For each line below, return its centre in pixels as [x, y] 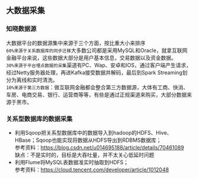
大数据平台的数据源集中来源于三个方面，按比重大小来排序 [76, 43]
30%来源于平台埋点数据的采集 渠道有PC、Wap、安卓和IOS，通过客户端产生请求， [99, 65]
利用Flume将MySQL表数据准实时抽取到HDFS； [72, 162]
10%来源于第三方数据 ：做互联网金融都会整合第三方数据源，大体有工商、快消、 [97, 87]
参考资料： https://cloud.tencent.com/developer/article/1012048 [92, 170]
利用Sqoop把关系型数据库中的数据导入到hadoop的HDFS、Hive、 [93, 132]
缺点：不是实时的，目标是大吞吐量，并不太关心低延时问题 [84, 155]
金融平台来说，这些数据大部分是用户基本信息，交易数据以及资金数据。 [91, 57]
